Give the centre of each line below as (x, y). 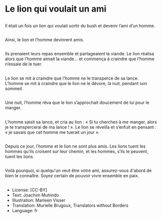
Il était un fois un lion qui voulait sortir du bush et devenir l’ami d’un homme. (80, 26)
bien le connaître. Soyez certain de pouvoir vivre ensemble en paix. (72, 176)
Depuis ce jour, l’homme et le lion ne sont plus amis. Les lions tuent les (75, 146)
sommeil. (14, 88)
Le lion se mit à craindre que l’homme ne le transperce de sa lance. (72, 78)
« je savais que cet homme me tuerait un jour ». (52, 132)
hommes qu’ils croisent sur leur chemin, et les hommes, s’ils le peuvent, (77, 151)
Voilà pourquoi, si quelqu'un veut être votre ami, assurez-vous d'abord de (78, 170)
